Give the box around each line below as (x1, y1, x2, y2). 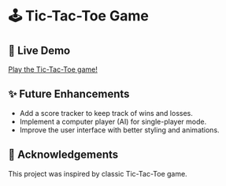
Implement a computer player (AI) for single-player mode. (19, 117, 207, 126)
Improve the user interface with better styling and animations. (19, 125, 220, 135)
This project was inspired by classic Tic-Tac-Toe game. (8, 169, 187, 178)
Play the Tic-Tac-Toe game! (8, 65, 98, 74)
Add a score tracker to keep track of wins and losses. (19, 108, 193, 117)
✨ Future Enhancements (8, 87, 130, 101)
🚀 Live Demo (8, 43, 71, 57)
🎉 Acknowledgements (8, 148, 119, 162)
